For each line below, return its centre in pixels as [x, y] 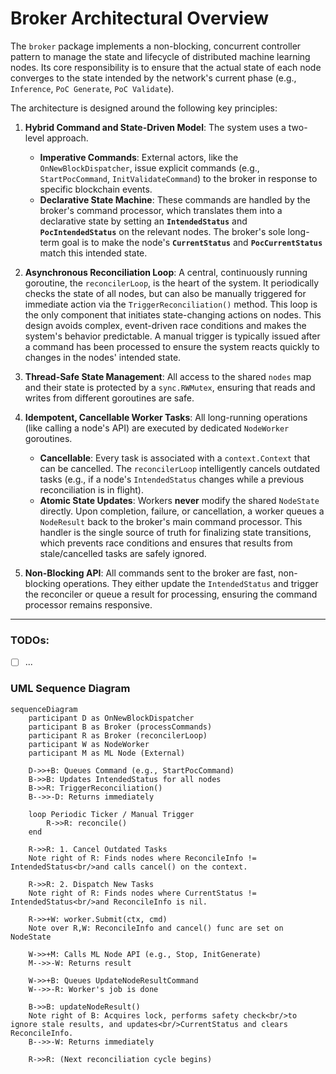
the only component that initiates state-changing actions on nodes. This [173, 314]
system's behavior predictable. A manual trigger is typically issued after [172, 336]
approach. [67, 138]
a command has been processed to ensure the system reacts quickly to [172, 346]
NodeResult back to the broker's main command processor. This [171, 521]
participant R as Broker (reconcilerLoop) [118, 735]
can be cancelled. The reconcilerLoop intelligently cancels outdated [180, 468]
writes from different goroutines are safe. [109, 398]
